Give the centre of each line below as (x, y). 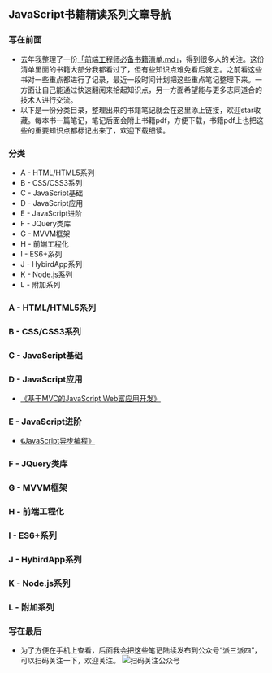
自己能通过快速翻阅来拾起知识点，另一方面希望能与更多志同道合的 (152, 90)
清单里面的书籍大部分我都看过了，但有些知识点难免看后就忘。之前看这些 (141, 69)
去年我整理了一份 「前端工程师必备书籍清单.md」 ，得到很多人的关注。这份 (142, 59)
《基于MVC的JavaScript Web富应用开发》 (90, 399)
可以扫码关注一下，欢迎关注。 (70, 661)
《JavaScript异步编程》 (58, 441)
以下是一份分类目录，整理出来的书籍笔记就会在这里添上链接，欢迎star (137, 110)
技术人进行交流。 (49, 99)
